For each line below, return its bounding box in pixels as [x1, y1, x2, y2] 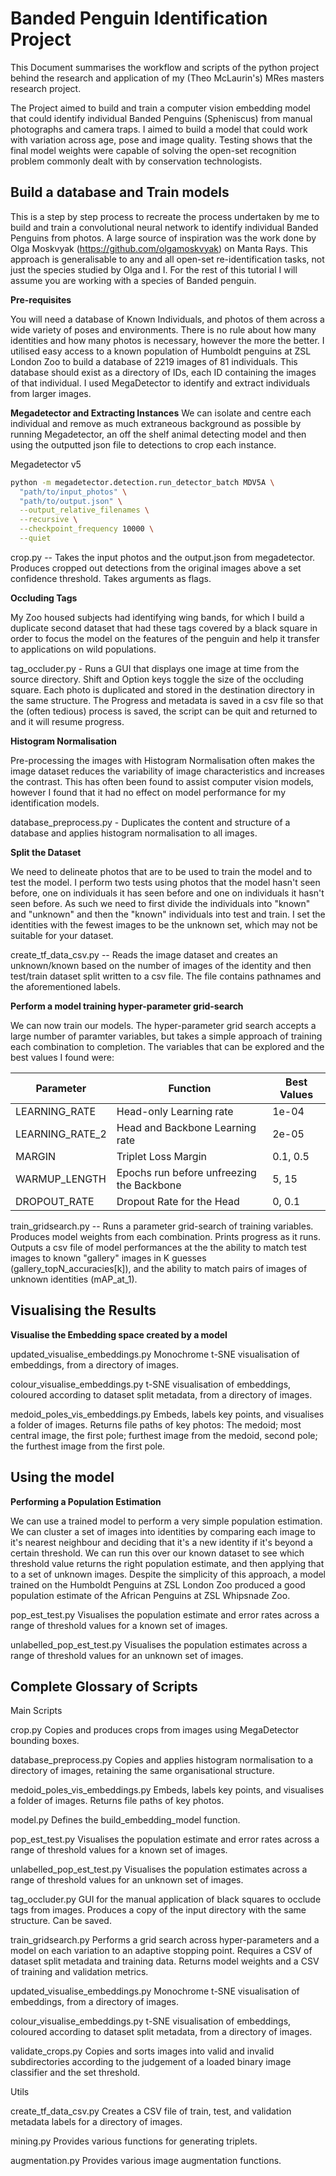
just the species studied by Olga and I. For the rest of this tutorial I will [10, 263, 298, 276]
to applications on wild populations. [10, 643, 157, 655]
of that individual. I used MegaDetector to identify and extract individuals [10, 377, 311, 389]
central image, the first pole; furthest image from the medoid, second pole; [10, 1429, 318, 1441]
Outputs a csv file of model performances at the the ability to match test [10, 1241, 307, 1253]
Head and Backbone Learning [116, 1120, 257, 1134]
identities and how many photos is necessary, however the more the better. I [10, 334, 325, 346]
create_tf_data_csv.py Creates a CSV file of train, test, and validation [10, 2105, 292, 2117]
